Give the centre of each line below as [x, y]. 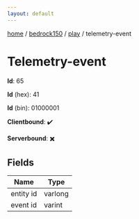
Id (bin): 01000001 [33, 108]
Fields [21, 162]
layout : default [31, 14]
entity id [24, 194]
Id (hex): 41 [23, 94]
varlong [57, 194]
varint [54, 205]
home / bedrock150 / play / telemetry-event [69, 33]
